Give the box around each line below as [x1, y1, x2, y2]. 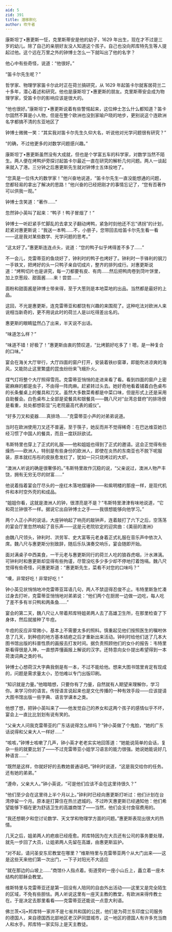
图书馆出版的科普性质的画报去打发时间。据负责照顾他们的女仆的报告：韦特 [5, 640, 162, 647]
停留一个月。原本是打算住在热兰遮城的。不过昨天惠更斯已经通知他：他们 [9, 798, 162, 804]
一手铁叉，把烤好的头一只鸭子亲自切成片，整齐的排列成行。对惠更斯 [5, 262, 149, 268]
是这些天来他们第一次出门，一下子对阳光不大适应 [5, 857, 109, 863]
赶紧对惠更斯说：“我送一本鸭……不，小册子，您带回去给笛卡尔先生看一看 [5, 227, 159, 234]
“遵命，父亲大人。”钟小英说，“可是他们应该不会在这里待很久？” [5, 781, 137, 787]
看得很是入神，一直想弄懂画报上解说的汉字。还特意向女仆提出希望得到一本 [9, 647, 167, 653]
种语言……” [5, 752, 29, 759]
